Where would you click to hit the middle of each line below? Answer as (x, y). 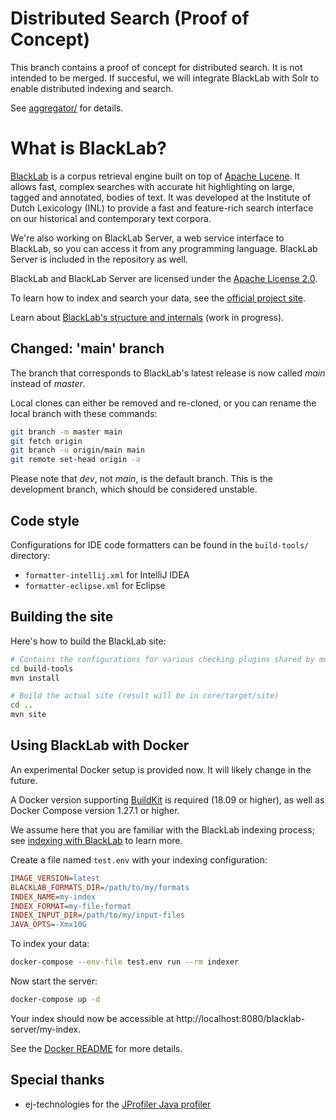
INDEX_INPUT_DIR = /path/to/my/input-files (98, 915)
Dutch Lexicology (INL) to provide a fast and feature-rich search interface (162, 208)
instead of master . (48, 383)
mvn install (35, 678)
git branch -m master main (66, 432)
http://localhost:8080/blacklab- (241, 1018)
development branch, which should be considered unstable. (134, 489)
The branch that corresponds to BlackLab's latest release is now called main (168, 373)
